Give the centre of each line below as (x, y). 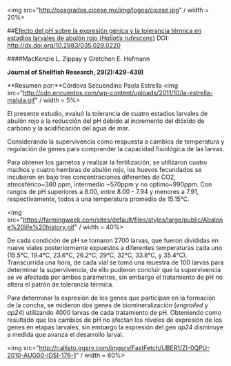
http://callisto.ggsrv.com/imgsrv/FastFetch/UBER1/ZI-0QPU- (124, 348)
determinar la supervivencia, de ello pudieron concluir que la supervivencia (114, 270)
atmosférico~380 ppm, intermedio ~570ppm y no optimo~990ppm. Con (110, 184)
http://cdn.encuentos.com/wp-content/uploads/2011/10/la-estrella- (118, 93)
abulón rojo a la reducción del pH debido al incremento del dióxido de (106, 121)
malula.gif (21, 100)
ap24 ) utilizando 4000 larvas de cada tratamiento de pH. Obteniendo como (114, 312)
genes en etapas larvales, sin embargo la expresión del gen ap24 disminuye (115, 327)
